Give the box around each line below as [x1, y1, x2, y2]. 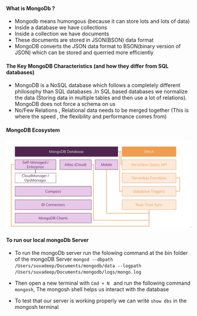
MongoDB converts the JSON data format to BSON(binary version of [14, 43, 181, 50]
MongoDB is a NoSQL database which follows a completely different [14, 82, 181, 89]
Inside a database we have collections [14, 24, 108, 31]
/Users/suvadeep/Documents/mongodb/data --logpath [14, 263, 142, 269]
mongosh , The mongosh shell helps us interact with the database [14, 286, 169, 293]
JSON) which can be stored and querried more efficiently [14, 49, 154, 56]
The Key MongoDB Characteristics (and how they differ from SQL [6, 62, 169, 69]
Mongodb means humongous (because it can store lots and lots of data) [14, 18, 190, 25]
